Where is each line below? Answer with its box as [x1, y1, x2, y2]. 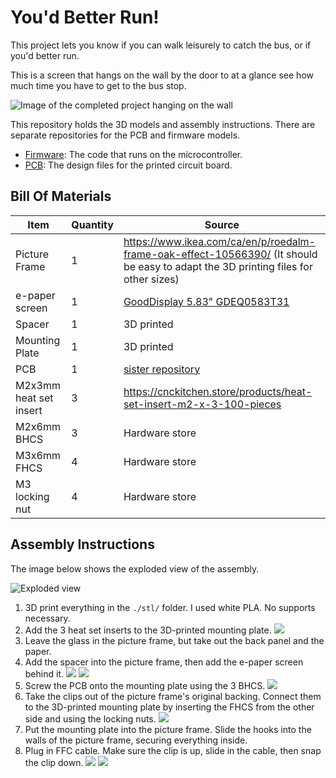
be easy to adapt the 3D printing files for [123, 259, 313, 273]
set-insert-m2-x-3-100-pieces [123, 397, 282, 411]
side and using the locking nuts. [24, 712, 157, 725]
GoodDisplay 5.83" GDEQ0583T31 [123, 294, 290, 308]
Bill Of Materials [10, 188, 112, 205]
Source [204, 217, 240, 231]
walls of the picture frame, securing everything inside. [24, 734, 248, 746]
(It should [273, 247, 318, 261]
